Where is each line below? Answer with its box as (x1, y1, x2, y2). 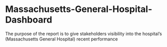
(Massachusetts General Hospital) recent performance (5, 36, 118, 42)
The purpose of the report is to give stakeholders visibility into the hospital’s (5, 30, 162, 36)
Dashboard (5, 14, 53, 25)
